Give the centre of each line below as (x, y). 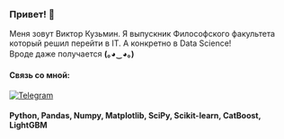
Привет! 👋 (32, 14)
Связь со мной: (40, 74)
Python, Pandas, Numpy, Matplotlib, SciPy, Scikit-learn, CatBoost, (135, 116)
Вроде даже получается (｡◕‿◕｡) (72, 54)
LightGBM (28, 126)
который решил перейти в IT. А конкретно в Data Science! (120, 43)
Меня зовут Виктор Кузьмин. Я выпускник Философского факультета (142, 34)
